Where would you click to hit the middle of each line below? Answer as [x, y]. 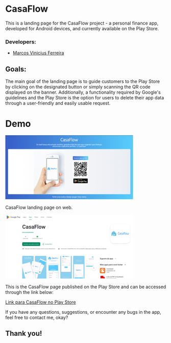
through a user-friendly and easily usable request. [58, 103]
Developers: [21, 41]
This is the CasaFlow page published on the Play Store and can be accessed [86, 287]
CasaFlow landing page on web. [39, 207]
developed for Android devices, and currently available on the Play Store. [82, 28]
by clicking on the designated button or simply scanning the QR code [78, 87]
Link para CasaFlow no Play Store [41, 302]
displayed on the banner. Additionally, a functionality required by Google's [83, 92]
